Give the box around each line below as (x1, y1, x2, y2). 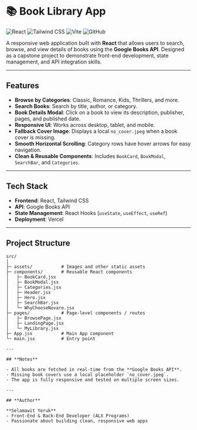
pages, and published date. (14, 115, 81, 122)
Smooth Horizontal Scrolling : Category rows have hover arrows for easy (14, 140, 191, 147)
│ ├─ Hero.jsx (6, 295, 46, 301)
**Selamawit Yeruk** (6, 408, 57, 414)
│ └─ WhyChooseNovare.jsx (6, 305, 75, 311)
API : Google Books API (14, 203, 70, 210)
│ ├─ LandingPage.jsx (6, 321, 64, 327)
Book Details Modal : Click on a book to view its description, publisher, (14, 109, 185, 116)
